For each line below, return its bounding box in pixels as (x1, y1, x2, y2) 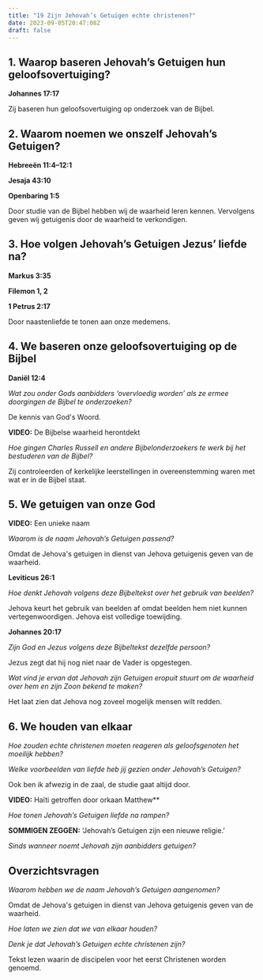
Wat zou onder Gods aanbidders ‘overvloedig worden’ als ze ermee (8, 388, 229, 398)
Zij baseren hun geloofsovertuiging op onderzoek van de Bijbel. (8, 104, 215, 114)
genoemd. (8, 963, 42, 973)
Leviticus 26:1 (8, 573, 55, 582)
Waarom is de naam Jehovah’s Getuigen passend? (8, 534, 175, 544)
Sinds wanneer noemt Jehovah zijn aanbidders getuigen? (8, 841, 196, 850)
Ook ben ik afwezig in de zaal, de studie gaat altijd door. (8, 780, 191, 790)
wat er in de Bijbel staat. (8, 475, 87, 484)
